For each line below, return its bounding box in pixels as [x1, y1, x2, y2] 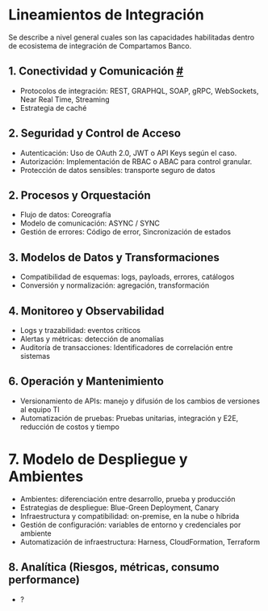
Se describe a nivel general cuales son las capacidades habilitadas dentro [8, 32, 255, 42]
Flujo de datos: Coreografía [19, 210, 111, 220]
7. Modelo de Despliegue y [8, 450, 188, 468]
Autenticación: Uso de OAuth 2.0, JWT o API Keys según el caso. [19, 148, 237, 158]
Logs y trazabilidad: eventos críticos [19, 326, 141, 335]
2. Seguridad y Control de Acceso [8, 127, 182, 141]
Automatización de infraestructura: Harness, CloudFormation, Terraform [19, 537, 261, 546]
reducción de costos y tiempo [19, 422, 119, 432]
